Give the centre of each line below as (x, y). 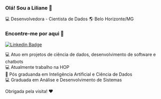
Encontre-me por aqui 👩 (35, 34)
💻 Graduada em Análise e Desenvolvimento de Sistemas (64, 80)
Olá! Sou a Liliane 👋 (29, 8)
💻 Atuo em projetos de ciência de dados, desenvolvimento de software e (80, 54)
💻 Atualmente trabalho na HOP (37, 67)
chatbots (14, 61)
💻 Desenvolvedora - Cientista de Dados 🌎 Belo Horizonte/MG (70, 19)
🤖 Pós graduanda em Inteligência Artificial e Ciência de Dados (69, 74)
